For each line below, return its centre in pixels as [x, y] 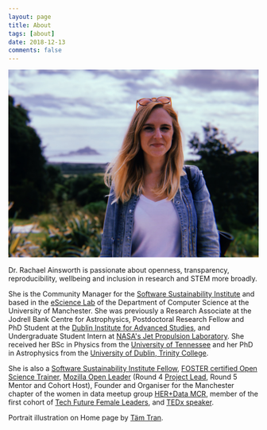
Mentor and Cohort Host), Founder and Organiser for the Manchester [121, 385]
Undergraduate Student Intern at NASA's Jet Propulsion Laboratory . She [126, 336]
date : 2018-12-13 [37, 42]
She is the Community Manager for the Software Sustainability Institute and [132, 294]
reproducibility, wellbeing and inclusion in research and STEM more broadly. [133, 279]
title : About [30, 25]
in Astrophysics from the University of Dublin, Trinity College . [108, 353]
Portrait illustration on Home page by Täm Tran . [86, 418]
